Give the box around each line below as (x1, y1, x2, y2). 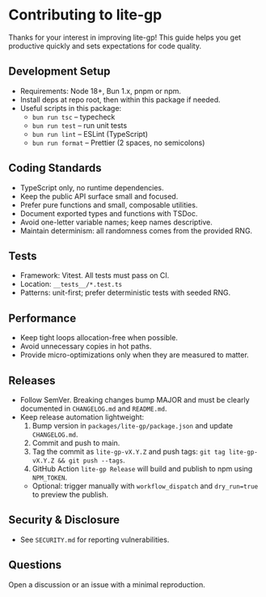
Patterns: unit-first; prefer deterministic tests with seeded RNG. (19, 288, 231, 297)
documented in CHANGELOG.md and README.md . (19, 403, 167, 413)
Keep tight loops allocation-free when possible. (19, 333, 178, 343)
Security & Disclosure (8, 513, 120, 527)
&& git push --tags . (57, 455, 125, 465)
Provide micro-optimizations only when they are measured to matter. (19, 350, 249, 360)
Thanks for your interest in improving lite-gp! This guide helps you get (8, 32, 241, 42)
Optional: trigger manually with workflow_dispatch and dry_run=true (32, 481, 259, 491)
